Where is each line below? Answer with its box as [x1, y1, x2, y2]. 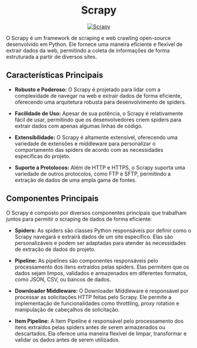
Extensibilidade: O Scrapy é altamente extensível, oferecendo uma [14, 134, 178, 141]
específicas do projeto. [14, 153, 71, 160]
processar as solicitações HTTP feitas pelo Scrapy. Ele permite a [14, 293, 172, 300]
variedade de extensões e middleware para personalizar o [14, 140, 156, 147]
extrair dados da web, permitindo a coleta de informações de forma [6, 47, 170, 54]
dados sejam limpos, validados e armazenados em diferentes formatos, [14, 269, 188, 277]
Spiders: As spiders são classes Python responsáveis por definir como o [14, 227, 192, 234]
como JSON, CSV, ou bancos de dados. [14, 276, 112, 283]
